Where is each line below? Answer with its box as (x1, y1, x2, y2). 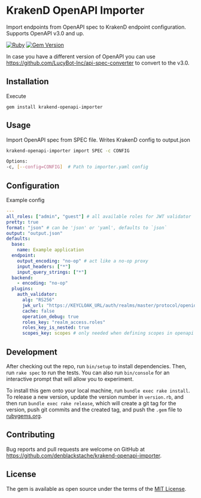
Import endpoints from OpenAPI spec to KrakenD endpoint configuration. (6, 23, 187, 30)
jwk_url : (22, 303, 44, 308)
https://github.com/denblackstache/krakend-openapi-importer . (6, 452, 162, 459)
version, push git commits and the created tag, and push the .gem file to (6, 406, 182, 413)
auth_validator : (17, 291, 58, 298)
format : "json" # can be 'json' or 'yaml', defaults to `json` (6, 225, 167, 231)
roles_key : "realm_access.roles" (22, 319, 106, 325)
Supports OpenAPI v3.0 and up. (6, 29, 85, 36)
